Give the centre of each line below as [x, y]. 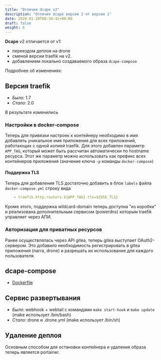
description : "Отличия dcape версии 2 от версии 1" [58, 14]
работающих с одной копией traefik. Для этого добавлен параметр [75, 146]
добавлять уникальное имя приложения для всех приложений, [71, 141]
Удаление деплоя [33, 335]
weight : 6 [15, 28]
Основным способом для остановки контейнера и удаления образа [76, 347]
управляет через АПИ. [28, 217]
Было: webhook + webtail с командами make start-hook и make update [83, 310]
